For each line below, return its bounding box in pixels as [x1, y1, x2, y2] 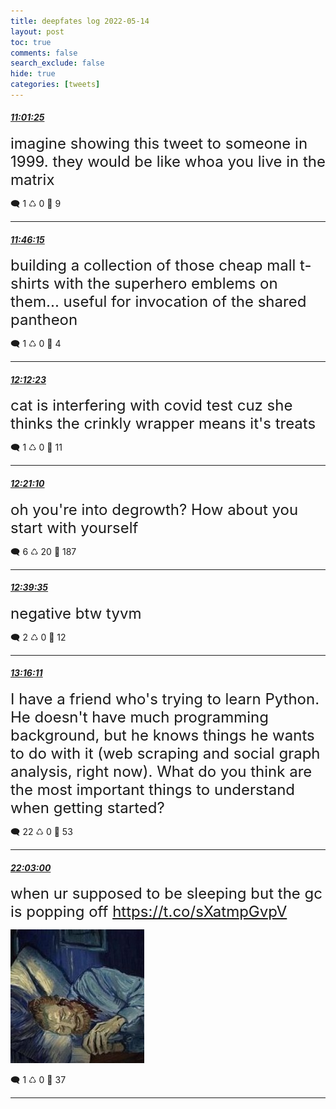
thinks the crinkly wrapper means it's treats [10, 414, 317, 434]
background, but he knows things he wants [10, 726, 315, 745]
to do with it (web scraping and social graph [10, 744, 321, 764]
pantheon [10, 310, 78, 330]
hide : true [10, 69, 56, 79]
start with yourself [10, 518, 139, 537]
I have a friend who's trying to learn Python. [10, 690, 320, 709]
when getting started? [10, 798, 165, 818]
